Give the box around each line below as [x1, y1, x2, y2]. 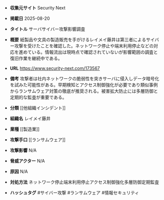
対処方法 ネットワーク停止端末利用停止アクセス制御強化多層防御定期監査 [9, 179, 160, 185]
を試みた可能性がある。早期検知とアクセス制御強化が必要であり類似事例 [9, 82, 158, 88]
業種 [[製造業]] [9, 126, 40, 132]
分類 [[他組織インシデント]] [9, 105, 66, 111]
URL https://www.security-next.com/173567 [9, 65, 100, 71]
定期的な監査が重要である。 [9, 94, 67, 100]
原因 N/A [9, 169, 28, 174]
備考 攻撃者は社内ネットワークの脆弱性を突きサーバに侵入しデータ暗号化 [9, 76, 160, 81]
